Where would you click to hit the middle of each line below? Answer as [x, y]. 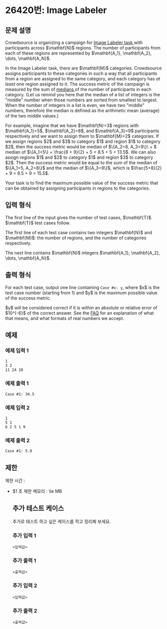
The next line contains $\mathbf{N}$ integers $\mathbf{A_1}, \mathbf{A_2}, [83, 253]
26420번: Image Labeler [56, 10]
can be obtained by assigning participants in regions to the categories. [78, 188]
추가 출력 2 [25, 611]
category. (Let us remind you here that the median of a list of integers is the [83, 95]
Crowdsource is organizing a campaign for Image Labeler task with [74, 42]
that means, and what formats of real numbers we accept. [65, 318]
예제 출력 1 [17, 383]
